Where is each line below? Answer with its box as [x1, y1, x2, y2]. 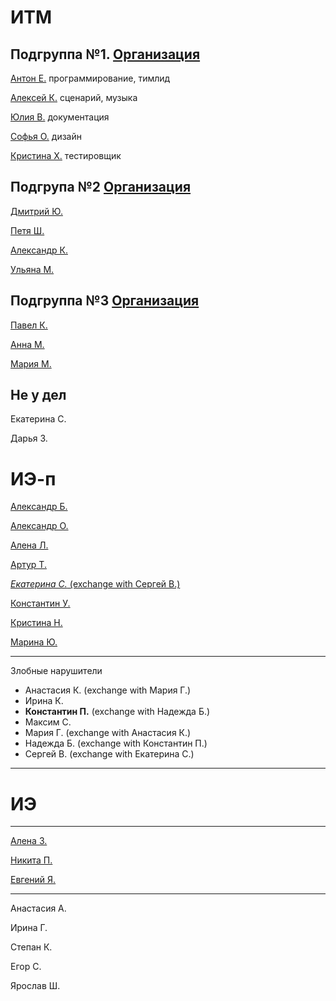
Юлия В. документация [10, 111, 110, 123]
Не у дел [10, 387, 67, 404]
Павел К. [10, 319, 48, 331]
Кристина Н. [10, 617, 63, 629]
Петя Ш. [10, 224, 45, 236]
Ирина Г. [10, 922, 48, 934]
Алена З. [10, 835, 48, 847]
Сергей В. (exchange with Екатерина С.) [24, 748, 195, 760]
